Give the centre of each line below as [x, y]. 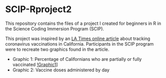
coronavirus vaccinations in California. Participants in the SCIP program [79, 44]
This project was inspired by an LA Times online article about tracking [78, 38]
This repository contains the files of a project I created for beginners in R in [83, 23]
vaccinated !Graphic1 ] [35, 64]
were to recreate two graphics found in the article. [57, 49]
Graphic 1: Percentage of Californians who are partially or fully [77, 59]
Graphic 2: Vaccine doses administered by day [61, 70]
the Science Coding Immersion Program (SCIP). [55, 28]
